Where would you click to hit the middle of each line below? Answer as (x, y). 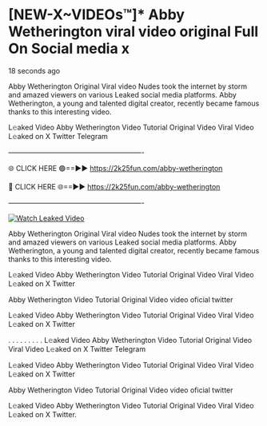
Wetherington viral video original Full (133, 32)
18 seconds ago (34, 70)
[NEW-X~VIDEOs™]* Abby (97, 15)
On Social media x (69, 49)
